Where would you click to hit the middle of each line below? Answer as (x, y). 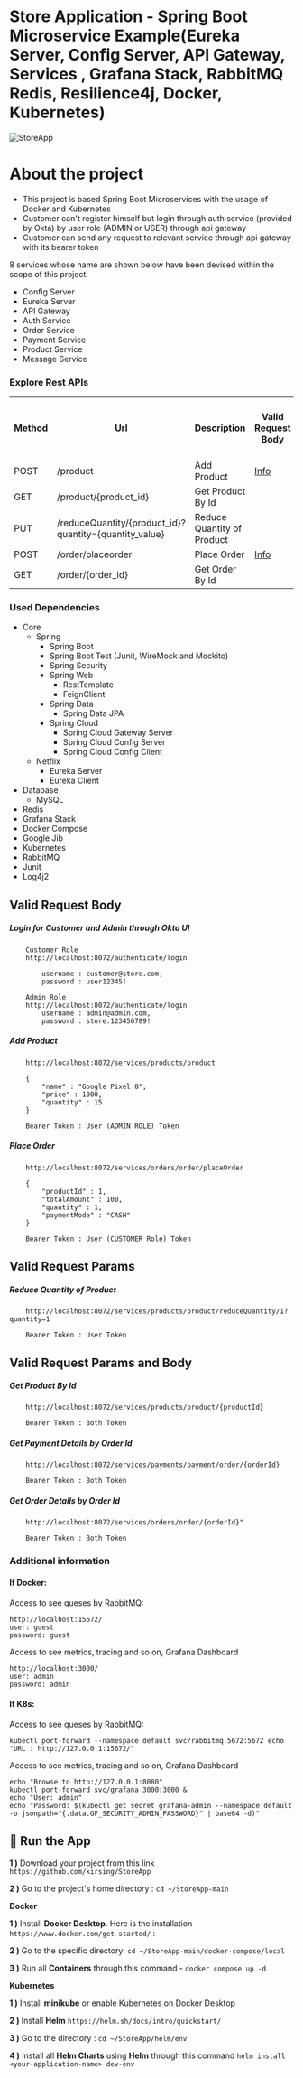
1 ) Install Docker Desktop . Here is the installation (101, 1923)
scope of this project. (49, 274)
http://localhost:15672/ (56, 1619)
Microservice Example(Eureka (125, 36)
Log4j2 (36, 877)
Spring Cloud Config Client (113, 752)
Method (31, 428)
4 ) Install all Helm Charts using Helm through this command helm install (147, 2055)
